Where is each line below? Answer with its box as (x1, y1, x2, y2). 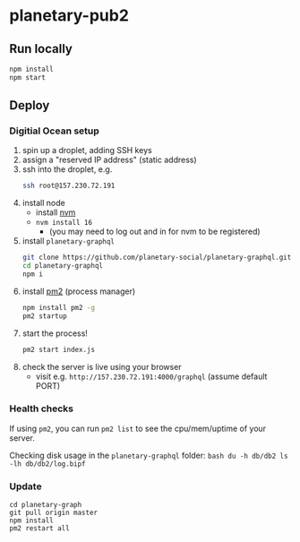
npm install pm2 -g (21, 303, 96, 312)
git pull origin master (9, 508, 99, 518)
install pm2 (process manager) (21, 286, 136, 297)
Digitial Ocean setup (9, 125, 100, 137)
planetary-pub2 (9, 5, 130, 26)
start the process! (21, 328, 88, 339)
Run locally (9, 41, 73, 56)
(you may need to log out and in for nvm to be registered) (48, 226, 261, 237)
